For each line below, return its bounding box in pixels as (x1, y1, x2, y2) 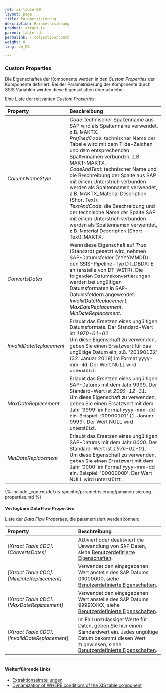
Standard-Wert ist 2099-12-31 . (69, 387, 147, 394)
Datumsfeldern (69, 291, 104, 298)
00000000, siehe (78, 575, 119, 582)
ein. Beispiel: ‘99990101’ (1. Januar (69, 412, 154, 419)
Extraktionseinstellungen (12, 677, 63, 683)
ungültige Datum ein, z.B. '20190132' (69, 348, 158, 355)
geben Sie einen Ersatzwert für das (69, 342, 151, 349)
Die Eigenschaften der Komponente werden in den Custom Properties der (5, 76, 155, 82)
